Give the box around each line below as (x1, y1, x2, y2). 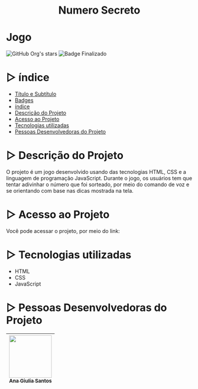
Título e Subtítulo (14, 90, 57, 98)
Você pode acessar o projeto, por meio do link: (6, 227, 120, 234)
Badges (14, 97, 34, 104)
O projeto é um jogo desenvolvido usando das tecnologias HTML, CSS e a (6, 168, 186, 175)
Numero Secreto (58, 4, 141, 17)
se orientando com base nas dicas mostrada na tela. (6, 187, 134, 194)
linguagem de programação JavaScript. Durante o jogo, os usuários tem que (6, 175, 193, 181)
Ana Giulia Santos (9, 377, 52, 384)
